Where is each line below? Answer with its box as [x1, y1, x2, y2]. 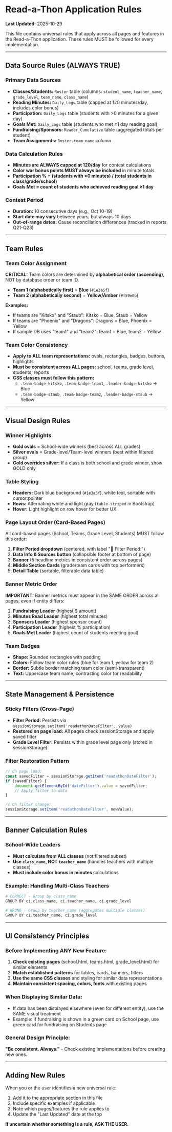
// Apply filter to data [14, 788, 68, 793]
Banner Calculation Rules [5, 826, 88, 835]
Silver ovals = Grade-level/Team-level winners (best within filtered [12, 448, 154, 455]
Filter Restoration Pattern [5, 757, 69, 764]
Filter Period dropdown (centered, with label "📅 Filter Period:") [12, 546, 145, 552]
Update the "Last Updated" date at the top [12, 1111, 102, 1117]
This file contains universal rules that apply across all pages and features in [5, 30, 164, 36]
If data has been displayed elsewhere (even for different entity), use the [12, 1005, 164, 1011]
